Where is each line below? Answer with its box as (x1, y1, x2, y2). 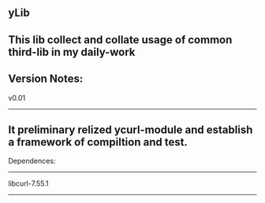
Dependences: (8, 157, 56, 166)
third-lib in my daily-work (8, 45, 136, 58)
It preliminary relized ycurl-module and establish (8, 123, 253, 136)
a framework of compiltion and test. (8, 135, 188, 149)
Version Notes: (8, 72, 84, 86)
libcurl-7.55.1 (8, 179, 49, 188)
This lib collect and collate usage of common (8, 33, 233, 46)
